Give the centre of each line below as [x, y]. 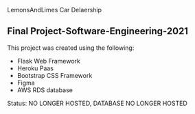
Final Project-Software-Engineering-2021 [98, 31]
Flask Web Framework [49, 61]
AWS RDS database [45, 90]
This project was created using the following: [71, 48]
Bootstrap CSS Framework [55, 75]
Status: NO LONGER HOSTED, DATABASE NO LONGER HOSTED [97, 103]
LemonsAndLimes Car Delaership [54, 10]
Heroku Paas [35, 68]
